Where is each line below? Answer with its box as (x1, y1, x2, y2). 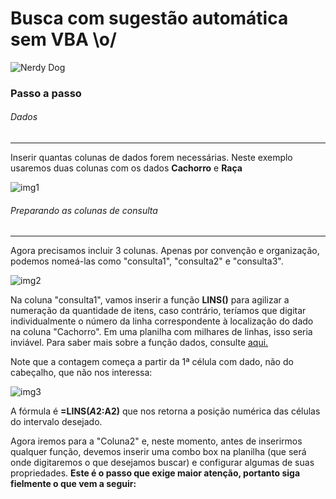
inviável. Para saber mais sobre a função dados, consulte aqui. (10, 337, 269, 349)
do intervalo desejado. (10, 416, 103, 428)
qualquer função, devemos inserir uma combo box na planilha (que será (10, 446, 307, 458)
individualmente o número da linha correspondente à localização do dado (10, 315, 314, 327)
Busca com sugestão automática (10, 7, 289, 30)
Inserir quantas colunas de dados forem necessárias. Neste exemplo (10, 152, 293, 164)
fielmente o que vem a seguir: (10, 478, 137, 490)
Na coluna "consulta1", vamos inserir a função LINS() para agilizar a (10, 294, 290, 306)
